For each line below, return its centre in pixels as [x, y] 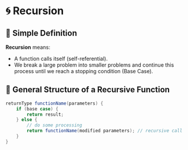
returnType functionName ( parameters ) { [55, 103]
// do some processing [55, 125]
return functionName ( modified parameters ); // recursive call [105, 131]
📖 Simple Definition [41, 33]
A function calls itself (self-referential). [61, 58]
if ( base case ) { [37, 109]
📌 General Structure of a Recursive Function [88, 90]
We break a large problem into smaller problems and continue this [94, 65]
